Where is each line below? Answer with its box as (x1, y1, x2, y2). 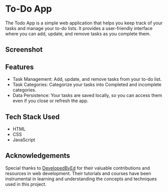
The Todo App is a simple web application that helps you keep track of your (5, 20, 163, 26)
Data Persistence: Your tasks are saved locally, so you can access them (12, 92, 162, 99)
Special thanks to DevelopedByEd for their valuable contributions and (5, 165, 150, 171)
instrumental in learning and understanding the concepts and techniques (5, 176, 157, 182)
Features (5, 62, 34, 71)
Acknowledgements (5, 151, 70, 160)
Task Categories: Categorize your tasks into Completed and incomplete (12, 82, 162, 88)
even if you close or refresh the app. (12, 98, 89, 104)
